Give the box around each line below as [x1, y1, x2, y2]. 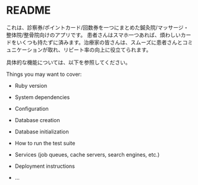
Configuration [14, 105, 49, 112]
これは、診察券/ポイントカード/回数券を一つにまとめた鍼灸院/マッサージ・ [6, 24, 189, 31]
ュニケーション [6, 46, 43, 53]
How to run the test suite [14, 139, 76, 146]
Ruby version [14, 82, 48, 89]
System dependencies [14, 93, 70, 101]
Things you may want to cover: [6, 71, 82, 78]
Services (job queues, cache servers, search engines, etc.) [14, 151, 160, 158]
